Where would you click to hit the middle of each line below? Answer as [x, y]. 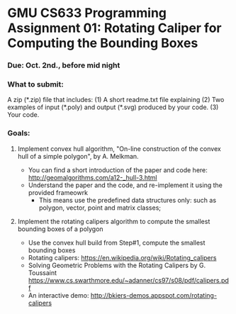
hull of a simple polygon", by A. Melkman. [78, 156]
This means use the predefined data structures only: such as [128, 200]
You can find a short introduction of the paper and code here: [118, 170]
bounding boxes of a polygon [61, 229]
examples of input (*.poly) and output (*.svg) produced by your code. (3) [113, 107]
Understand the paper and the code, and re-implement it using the [125, 185]
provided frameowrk [58, 192]
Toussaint [43, 273]
